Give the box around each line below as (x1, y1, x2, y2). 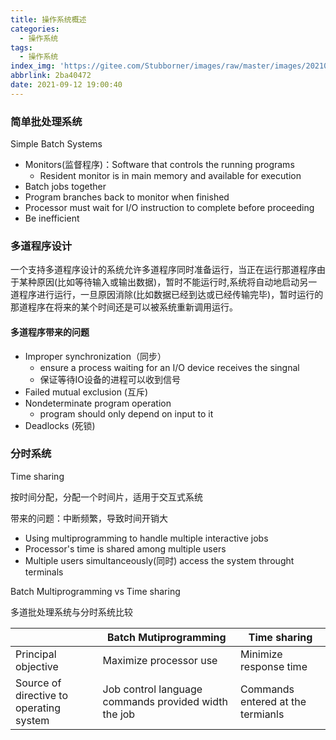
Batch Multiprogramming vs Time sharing (10, 585, 181, 597)
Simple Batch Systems (10, 138, 103, 150)
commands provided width (102, 694, 228, 708)
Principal (15, 647, 57, 661)
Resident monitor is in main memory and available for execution (39, 170, 302, 182)
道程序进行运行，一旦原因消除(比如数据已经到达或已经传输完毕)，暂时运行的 (10, 289, 324, 301)
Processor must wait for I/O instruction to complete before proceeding (24, 202, 315, 214)
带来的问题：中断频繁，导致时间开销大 (10, 512, 168, 524)
